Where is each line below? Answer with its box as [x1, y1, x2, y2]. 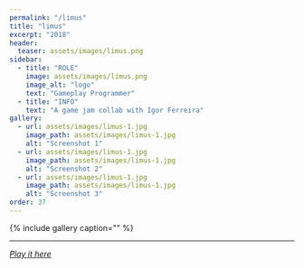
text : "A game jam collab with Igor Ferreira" [25, 106, 204, 115]
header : [9, 38, 39, 48]
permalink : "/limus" [9, 13, 88, 23]
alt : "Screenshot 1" [25, 139, 103, 148]
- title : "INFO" [17, 97, 79, 106]
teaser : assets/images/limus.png [17, 47, 144, 56]
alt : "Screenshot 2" [25, 164, 103, 173]
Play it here [9, 248, 52, 259]
